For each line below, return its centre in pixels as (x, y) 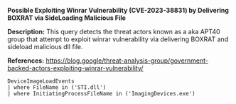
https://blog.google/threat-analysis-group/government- (127, 61)
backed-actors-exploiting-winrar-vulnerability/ (75, 68)
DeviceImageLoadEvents (41, 81)
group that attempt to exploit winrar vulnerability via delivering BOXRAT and (118, 39)
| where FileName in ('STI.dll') (57, 88)
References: (26, 61)
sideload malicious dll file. (45, 47)
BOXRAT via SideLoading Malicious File (67, 18)
